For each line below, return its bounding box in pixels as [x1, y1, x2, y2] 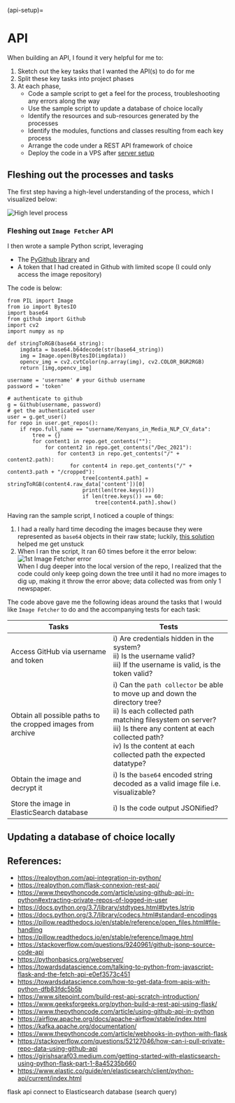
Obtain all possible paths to [10, 711, 100, 721]
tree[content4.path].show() [94, 499, 177, 506]
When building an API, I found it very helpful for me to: [7, 53, 164, 62]
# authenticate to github [7, 395, 83, 403]
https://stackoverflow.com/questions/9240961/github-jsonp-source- [17, 940, 215, 949]
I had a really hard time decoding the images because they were [17, 525, 203, 533]
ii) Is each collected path [113, 706, 194, 716]
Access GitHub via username [10, 647, 106, 656]
